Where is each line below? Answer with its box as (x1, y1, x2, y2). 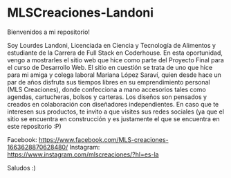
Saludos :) (7, 163, 36, 172)
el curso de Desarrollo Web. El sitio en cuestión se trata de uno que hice (7, 63, 213, 71)
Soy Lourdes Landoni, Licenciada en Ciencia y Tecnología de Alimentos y (7, 41, 216, 49)
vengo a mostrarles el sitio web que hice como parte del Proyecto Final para (7, 55, 225, 64)
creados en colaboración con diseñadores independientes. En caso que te (7, 100, 219, 108)
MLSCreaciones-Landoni (7, 5, 154, 21)
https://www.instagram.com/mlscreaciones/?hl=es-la (7, 150, 159, 159)
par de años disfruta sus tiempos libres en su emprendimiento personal (7, 78, 210, 86)
